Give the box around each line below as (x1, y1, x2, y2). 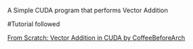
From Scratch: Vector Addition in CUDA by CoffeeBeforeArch (7, 33, 186, 42)
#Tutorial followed (7, 20, 60, 28)
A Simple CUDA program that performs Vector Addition (7, 6, 168, 14)
